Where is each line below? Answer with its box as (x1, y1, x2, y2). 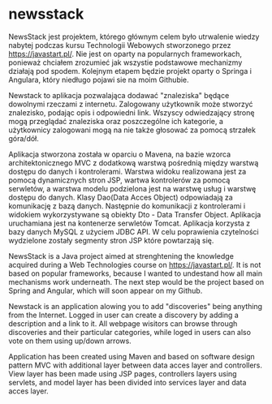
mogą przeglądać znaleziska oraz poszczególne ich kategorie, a (8, 116, 223, 126)
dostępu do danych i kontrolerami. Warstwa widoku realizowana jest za (8, 166, 247, 176)
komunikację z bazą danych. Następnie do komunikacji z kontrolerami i (8, 200, 246, 211)
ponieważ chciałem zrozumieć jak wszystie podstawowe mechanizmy (8, 58, 243, 67)
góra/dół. (8, 133, 39, 143)
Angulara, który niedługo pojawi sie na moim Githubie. (8, 75, 189, 84)
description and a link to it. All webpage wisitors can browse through (8, 318, 238, 329)
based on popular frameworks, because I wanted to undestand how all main (8, 269, 262, 278)
